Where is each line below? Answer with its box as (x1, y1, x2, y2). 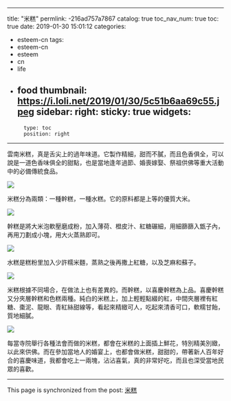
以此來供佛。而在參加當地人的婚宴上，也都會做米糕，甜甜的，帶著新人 (7, 347, 206, 356)
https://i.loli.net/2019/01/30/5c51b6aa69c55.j (16, 96, 220, 107)
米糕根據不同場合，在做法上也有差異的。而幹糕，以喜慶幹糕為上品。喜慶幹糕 (7, 285, 224, 294)
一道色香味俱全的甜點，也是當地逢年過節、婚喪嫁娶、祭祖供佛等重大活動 (19, 158, 224, 166)
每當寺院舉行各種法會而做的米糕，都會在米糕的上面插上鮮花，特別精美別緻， (7, 338, 224, 347)
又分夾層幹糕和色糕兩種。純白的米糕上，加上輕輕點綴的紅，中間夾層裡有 (7, 294, 212, 303)
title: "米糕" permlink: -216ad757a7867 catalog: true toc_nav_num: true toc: (7, 14, 219, 23)
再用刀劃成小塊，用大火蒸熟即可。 (7, 230, 104, 239)
